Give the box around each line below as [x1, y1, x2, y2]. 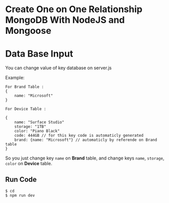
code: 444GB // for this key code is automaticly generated [14, 133, 144, 138]
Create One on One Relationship [5, 4, 143, 15]
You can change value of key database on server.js [5, 65, 112, 71]
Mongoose [5, 25, 52, 36]
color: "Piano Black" [14, 129, 60, 134]
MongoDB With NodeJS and [5, 14, 125, 26]
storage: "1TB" [14, 124, 47, 129]
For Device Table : [5, 107, 47, 112]
